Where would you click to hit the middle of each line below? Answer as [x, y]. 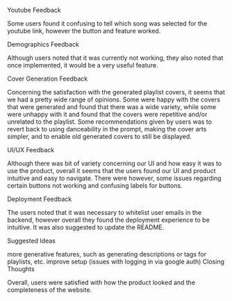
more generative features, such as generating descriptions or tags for [107, 254]
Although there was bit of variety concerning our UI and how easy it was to [115, 163]
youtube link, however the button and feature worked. [84, 31]
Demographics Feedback [43, 44]
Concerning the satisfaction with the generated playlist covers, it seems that [116, 92]
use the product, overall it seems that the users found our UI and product [111, 171]
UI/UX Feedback [31, 150]
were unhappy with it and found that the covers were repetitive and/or [107, 114]
